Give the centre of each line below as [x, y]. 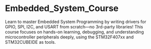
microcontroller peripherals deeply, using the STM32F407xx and [69, 37]
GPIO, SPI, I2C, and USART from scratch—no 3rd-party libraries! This [74, 26]
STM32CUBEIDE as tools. [30, 42]
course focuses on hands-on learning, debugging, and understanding [75, 32]
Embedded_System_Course [62, 8]
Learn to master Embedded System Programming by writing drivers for [76, 22]
